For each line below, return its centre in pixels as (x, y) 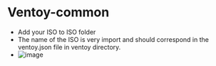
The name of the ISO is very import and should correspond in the (113, 39)
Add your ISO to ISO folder (57, 32)
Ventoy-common (58, 12)
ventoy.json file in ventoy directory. (69, 47)
